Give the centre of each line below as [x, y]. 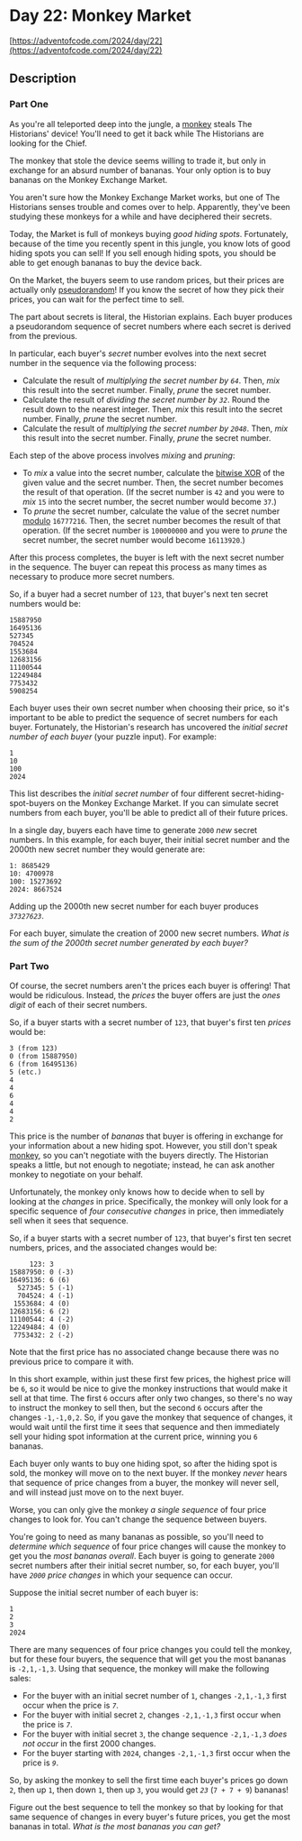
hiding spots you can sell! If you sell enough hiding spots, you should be [143, 252]
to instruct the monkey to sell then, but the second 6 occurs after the [136, 1407]
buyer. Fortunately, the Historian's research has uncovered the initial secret [148, 727]
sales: [20, 1678]
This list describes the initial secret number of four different [120, 793]
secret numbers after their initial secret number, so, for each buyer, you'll [144, 1565]
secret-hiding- [258, 793]
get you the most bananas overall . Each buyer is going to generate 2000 [142, 1555]
